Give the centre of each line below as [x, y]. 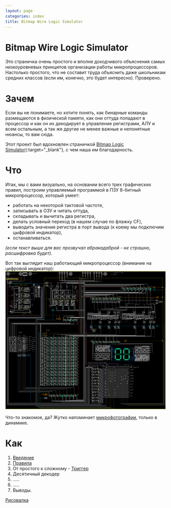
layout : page [19, 11]
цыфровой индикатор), [37, 233]
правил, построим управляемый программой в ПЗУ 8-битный [73, 190]
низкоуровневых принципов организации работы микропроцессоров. [82, 67]
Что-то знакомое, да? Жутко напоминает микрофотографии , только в [81, 418]
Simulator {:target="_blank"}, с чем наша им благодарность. [69, 150]
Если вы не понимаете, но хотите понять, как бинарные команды [76, 113]
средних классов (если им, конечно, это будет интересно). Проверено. [83, 78]
